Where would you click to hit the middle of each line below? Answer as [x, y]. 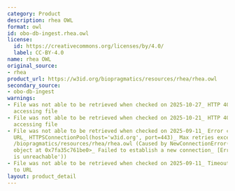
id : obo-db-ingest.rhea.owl [48, 33]
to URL [23, 170]
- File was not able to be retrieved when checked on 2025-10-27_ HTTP [114, 105]
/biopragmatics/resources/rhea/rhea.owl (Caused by [91, 144]
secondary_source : [34, 85]
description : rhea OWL [40, 20]
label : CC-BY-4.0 [39, 53]
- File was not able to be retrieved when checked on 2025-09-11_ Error [115, 131]
